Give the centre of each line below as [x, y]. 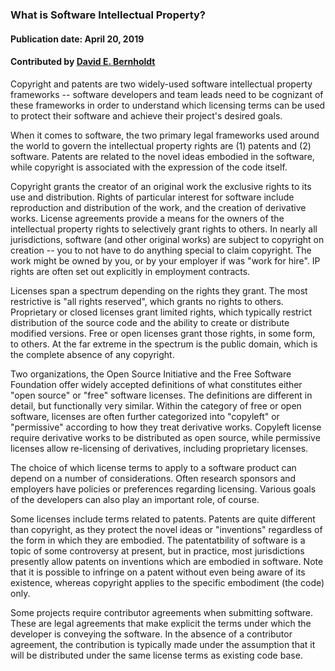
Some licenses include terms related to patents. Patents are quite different [163, 519]
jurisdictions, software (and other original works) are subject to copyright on [167, 239]
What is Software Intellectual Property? [108, 15]
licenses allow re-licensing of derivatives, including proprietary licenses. [159, 448]
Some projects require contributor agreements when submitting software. [162, 612]
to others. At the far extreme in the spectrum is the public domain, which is [164, 344]
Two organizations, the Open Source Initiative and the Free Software [151, 374]
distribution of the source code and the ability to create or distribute [150, 322]
